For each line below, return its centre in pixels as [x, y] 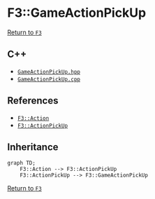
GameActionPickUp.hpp [49, 71]
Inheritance [33, 147]
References [33, 101]
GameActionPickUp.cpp [49, 79]
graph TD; [22, 163]
